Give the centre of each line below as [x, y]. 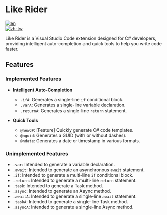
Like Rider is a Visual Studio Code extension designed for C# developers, [81, 38]
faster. [12, 49]
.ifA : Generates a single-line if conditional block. [72, 99]
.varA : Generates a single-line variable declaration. [73, 105]
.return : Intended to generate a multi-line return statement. [74, 180]
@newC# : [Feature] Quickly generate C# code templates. [77, 130]
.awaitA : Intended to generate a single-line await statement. [74, 196]
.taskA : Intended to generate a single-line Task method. [70, 201]
